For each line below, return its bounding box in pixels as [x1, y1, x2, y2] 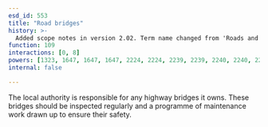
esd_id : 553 [8, 11, 48, 20]
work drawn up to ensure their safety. [8, 109, 132, 119]
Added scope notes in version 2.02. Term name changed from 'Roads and [15, 34, 259, 42]
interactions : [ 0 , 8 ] [8, 49, 81, 57]
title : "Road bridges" [8, 19, 84, 27]
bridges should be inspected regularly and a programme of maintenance [8, 101, 247, 110]
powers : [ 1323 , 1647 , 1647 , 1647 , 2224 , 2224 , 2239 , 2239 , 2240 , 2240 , [8, 57, 252, 65]
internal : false [8, 64, 62, 72]
